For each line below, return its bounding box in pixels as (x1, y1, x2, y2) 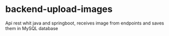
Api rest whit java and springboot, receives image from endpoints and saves (5, 20, 164, 26)
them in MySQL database (5, 25, 58, 31)
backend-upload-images (5, 3, 113, 15)
